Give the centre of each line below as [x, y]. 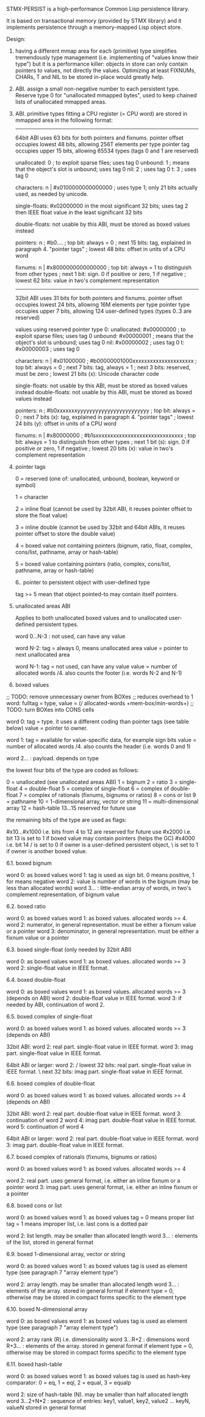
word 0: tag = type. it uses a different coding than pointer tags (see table [98, 721]
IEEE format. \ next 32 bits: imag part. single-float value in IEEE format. [95, 1071]
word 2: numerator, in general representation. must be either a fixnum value [101, 925]
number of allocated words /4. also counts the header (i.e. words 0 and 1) [99, 746]
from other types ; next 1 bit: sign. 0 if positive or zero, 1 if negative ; [100, 274]
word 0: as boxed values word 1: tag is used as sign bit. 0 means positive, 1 [100, 875]
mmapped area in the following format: [64, 120]
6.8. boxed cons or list [34, 1206]
